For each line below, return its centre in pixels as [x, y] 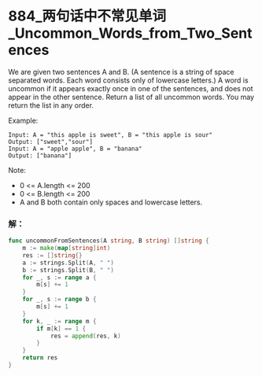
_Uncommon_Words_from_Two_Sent [131, 33]
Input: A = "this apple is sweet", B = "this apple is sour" [111, 135]
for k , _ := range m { [59, 321]
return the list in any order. [51, 105]
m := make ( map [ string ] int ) [66, 249]
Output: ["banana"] [40, 155]
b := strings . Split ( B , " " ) [68, 270]
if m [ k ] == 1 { [61, 328]
